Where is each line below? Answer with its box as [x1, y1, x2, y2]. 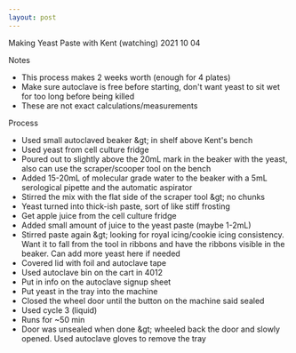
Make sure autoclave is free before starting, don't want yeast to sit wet [20, 81, 281, 92]
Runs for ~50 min [20, 314, 85, 325]
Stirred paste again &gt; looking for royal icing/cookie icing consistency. [20, 229, 285, 240]
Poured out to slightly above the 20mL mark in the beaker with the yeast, [20, 153, 288, 164]
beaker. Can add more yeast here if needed [20, 248, 181, 259]
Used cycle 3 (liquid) [20, 304, 98, 316]
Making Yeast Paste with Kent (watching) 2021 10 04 [8, 37, 201, 48]
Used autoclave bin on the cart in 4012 [20, 267, 164, 277]
